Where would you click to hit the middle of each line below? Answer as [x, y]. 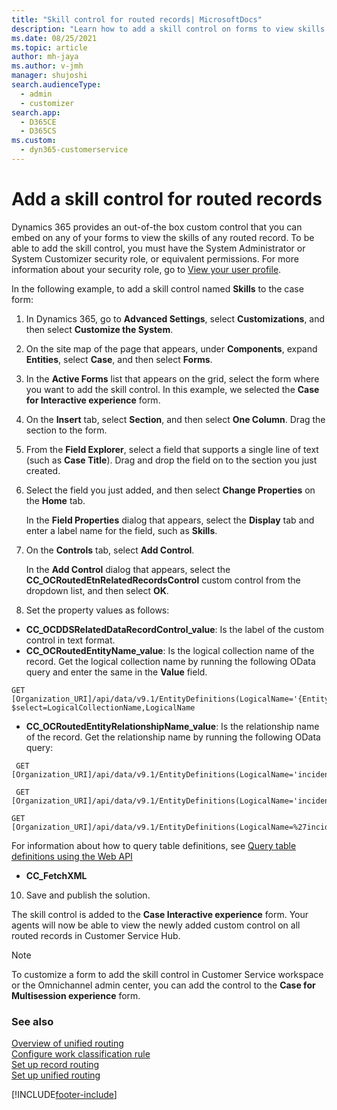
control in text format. [70, 640]
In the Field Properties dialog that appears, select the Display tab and [170, 520]
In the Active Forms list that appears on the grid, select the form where [172, 378]
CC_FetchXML [56, 875]
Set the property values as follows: [97, 610]
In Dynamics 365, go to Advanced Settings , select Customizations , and [175, 318]
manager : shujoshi [49, 76]
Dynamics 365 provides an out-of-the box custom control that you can [157, 227]
